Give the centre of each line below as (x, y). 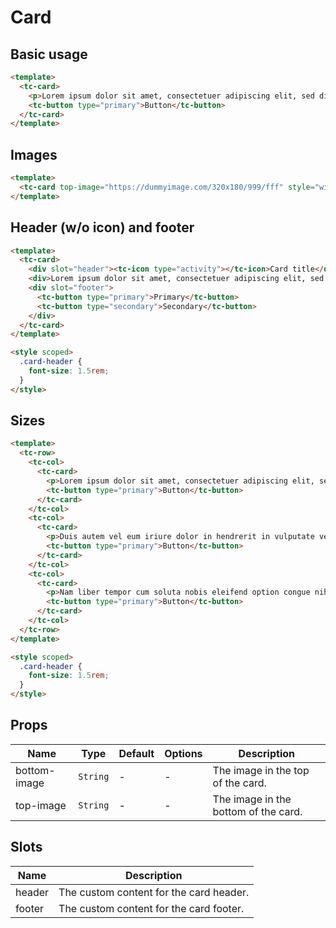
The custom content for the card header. (154, 892)
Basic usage (49, 54)
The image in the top (261, 770)
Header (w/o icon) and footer (102, 227)
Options (183, 753)
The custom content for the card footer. (151, 908)
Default (136, 753)
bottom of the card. (257, 811)
